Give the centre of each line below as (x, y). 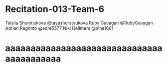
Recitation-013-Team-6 (55, 9)
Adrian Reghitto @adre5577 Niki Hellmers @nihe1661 (59, 28)
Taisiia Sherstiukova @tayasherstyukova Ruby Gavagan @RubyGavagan (79, 23)
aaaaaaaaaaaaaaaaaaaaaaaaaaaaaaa (84, 48)
